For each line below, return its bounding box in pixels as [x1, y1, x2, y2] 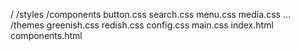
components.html [10, 30, 83, 41]
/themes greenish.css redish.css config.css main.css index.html [10, 19, 274, 31]
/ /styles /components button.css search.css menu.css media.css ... [10, 9, 291, 20]
